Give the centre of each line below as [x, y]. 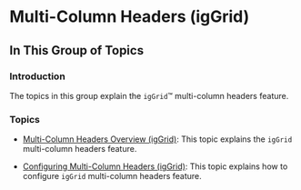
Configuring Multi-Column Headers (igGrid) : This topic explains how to [155, 166]
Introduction [37, 76]
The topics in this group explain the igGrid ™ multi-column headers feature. [149, 95]
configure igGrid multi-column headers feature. [112, 176]
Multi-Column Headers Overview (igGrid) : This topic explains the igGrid [157, 139]
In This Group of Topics [76, 50]
